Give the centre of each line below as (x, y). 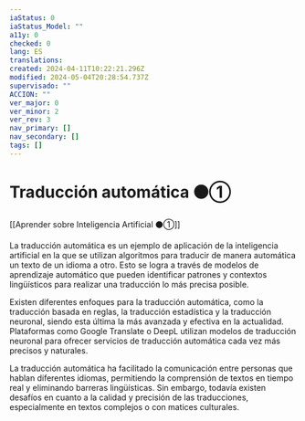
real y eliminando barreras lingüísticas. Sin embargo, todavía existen (138, 387)
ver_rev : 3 (30, 120)
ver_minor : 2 (34, 111)
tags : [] (26, 145)
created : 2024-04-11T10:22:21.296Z (77, 69)
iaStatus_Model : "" (47, 26)
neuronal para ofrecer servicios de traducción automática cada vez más (145, 341)
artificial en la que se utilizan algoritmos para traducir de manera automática (153, 255)
